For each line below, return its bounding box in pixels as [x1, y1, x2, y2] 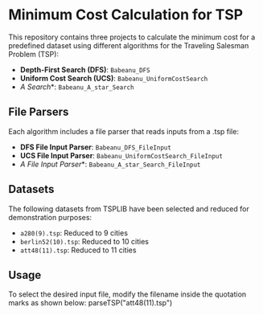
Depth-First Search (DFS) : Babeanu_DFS [19, 64, 150, 74]
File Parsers [8, 105, 69, 119]
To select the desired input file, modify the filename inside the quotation [8, 289, 247, 299]
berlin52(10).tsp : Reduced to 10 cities [19, 236, 149, 246]
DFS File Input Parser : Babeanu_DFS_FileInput [19, 142, 171, 152]
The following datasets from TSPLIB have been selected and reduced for [8, 203, 249, 214]
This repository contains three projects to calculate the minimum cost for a [8, 32, 256, 42]
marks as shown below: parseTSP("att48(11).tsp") [8, 298, 173, 308]
